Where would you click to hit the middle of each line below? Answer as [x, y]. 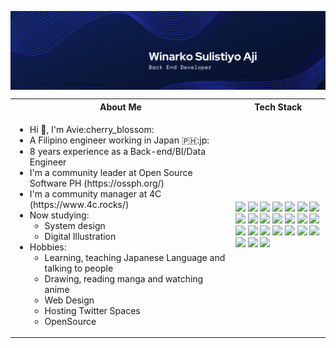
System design [75, 225]
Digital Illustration [80, 236]
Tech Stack [278, 107]
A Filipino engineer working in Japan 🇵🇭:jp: [119, 140]
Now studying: [59, 215]
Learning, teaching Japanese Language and [135, 257]
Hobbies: [48, 247]
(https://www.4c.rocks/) [79, 204]
